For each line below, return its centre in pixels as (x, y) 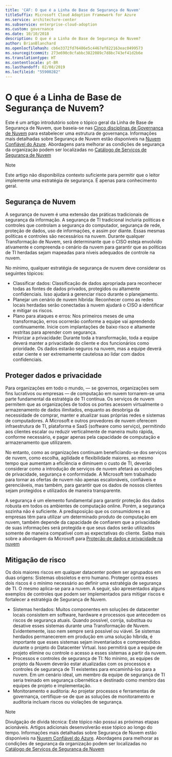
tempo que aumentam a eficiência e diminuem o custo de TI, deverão (79, 463)
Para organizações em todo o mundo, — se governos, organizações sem (82, 388)
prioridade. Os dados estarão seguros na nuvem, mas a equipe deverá (87, 349)
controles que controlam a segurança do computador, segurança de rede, (83, 225)
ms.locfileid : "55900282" (33, 72)
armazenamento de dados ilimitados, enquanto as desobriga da (72, 410)
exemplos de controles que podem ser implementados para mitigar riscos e (85, 594)
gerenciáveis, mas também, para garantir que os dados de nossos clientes (84, 485)
